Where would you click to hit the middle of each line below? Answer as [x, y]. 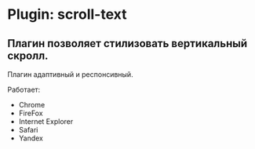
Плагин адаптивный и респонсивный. [71, 74]
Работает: [24, 89]
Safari [28, 130]
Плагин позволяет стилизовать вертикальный [127, 44]
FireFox [31, 113]
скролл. [28, 55]
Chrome [32, 105]
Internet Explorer [46, 122]
